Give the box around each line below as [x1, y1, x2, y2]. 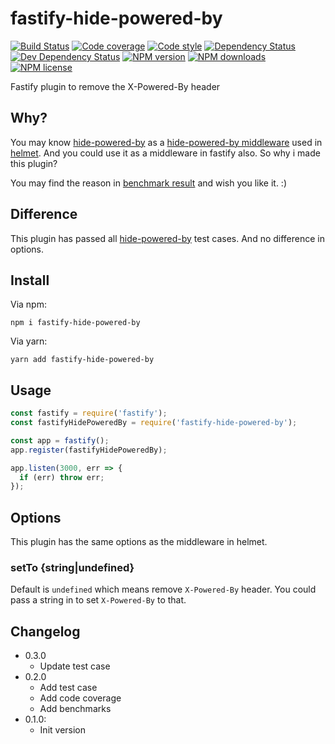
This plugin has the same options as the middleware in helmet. [10, 536, 268, 548]
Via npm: [10, 298, 47, 311]
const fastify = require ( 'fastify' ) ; [10, 408, 168, 419]
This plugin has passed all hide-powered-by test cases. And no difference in [10, 232, 326, 244]
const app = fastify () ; [10, 435, 110, 446]
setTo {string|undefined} [10, 561, 135, 575]
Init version [39, 724, 87, 736]
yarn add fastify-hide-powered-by [10, 355, 155, 365]
